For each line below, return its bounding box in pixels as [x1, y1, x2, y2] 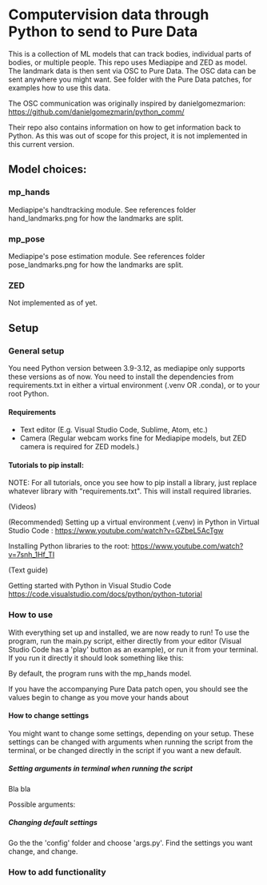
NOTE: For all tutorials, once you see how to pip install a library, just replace [8, 478, 257, 488]
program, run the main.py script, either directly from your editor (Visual [8, 636, 242, 645]
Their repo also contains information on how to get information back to [8, 122, 241, 132]
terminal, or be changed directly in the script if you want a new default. [8, 745, 242, 755]
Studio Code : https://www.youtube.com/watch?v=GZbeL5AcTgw [8, 526, 224, 536]
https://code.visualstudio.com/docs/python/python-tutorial [8, 589, 202, 599]
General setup [8, 345, 65, 357]
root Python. [8, 389, 50, 398]
